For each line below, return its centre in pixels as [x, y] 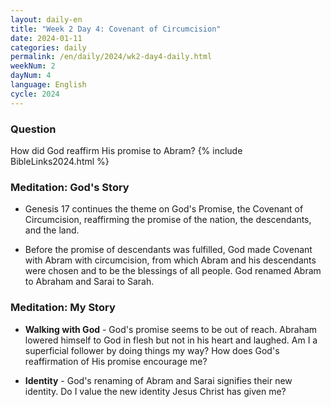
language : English [48, 85]
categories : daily [48, 47]
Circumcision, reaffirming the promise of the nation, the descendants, [168, 220]
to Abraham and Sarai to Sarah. [89, 282]
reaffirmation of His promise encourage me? [116, 361]
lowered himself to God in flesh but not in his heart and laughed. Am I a [171, 340]
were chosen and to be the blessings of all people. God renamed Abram [173, 271]
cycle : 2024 [35, 94]
